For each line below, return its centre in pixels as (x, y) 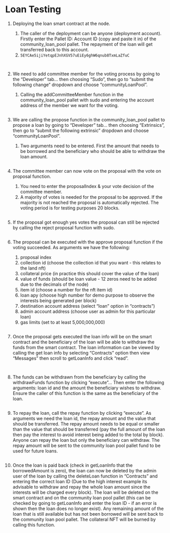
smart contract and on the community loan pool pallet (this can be (82, 497)
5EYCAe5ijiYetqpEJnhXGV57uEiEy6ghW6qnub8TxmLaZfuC (75, 55)
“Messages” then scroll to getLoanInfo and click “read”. (71, 358)
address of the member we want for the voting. (70, 105)
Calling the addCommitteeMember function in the (72, 94)
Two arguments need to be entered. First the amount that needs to (90, 146)
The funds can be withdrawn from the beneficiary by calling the (79, 377)
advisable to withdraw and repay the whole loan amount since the (81, 487)
